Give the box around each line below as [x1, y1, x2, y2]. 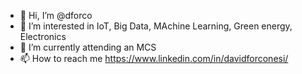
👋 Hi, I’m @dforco [19, 10, 93, 21]
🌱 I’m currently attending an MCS [19, 41, 157, 53]
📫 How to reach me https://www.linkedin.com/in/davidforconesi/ [19, 53, 289, 64]
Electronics [19, 31, 67, 42]
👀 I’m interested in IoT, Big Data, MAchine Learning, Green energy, [19, 20, 293, 32]
